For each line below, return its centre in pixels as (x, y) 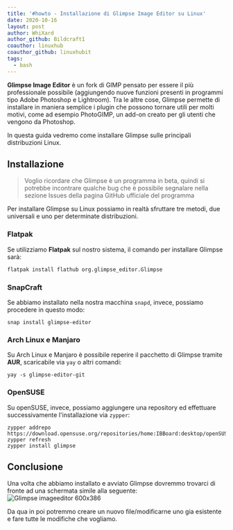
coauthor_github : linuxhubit (49, 53)
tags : (15, 59)
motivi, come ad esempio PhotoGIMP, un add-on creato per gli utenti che (112, 114)
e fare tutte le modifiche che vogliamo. (62, 519)
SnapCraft (25, 287)
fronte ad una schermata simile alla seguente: (72, 491)
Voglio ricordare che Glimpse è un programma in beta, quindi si (114, 181)
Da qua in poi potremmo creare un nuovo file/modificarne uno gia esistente (114, 512)
